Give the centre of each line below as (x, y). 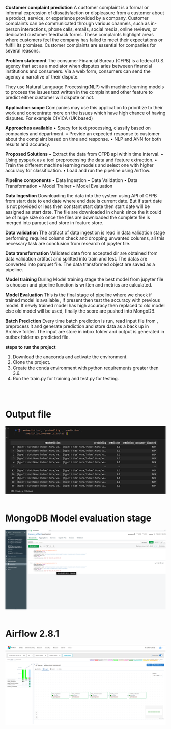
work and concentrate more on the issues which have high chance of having (85, 113)
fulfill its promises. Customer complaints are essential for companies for (81, 45)
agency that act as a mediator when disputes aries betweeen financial (79, 66)
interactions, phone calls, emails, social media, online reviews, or (89, 29)
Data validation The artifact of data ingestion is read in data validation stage (85, 232)
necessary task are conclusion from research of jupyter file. (68, 243)
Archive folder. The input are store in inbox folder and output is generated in (85, 332)
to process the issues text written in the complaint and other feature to (79, 92)
